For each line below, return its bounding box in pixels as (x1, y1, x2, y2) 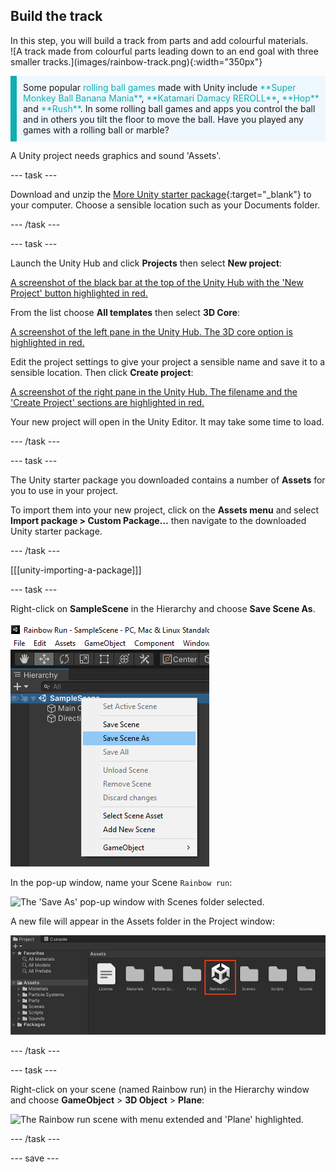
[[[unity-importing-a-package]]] (10, 564, 142, 576)
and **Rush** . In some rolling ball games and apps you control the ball (23, 102, 316, 114)
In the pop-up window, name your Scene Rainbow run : (10, 876, 233, 888)
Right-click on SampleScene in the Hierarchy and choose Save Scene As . (10, 602, 316, 614)
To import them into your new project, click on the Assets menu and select (10, 504, 319, 516)
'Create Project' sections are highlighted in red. (10, 396, 205, 408)
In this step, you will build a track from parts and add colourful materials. (10, 34, 309, 46)
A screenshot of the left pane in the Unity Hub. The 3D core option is (10, 325, 293, 338)
